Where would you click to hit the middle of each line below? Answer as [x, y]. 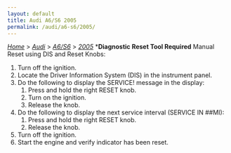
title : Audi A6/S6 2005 [42, 20]
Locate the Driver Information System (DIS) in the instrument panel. [115, 75]
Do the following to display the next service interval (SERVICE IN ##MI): [121, 112]
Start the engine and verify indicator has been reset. [93, 142]
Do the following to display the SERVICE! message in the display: [111, 83]
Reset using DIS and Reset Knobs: [57, 54]
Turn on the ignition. [57, 98]
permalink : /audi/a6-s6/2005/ [52, 27]
